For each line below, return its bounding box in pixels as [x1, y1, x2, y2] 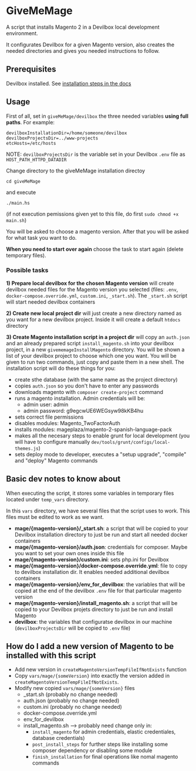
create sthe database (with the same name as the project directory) [14, 376, 178, 383]
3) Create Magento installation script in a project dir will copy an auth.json [6, 333, 190, 341]
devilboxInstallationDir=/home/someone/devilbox [6, 130, 127, 136]
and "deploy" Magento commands [14, 457, 98, 464]
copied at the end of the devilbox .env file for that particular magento [14, 587, 182, 594]
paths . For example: [6, 118, 55, 125]
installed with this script [6, 651, 96, 661]
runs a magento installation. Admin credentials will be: [14, 395, 146, 402]
